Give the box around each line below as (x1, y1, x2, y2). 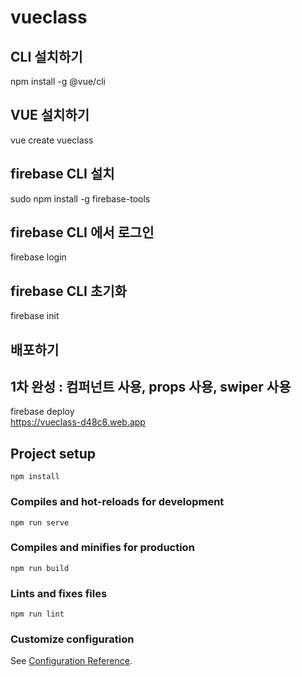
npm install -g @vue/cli (10, 76, 106, 87)
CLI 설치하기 (10, 48, 83, 65)
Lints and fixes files (10, 586, 108, 600)
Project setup (10, 445, 97, 462)
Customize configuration (10, 632, 135, 646)
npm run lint (10, 609, 65, 620)
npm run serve (10, 517, 70, 528)
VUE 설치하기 (10, 107, 90, 124)
